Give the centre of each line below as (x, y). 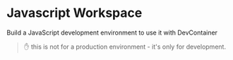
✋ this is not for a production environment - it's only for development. (125, 47)
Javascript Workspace (74, 13)
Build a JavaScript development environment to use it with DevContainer (112, 32)
